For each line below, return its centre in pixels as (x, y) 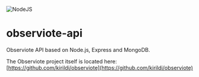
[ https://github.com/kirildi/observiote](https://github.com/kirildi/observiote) (100, 67)
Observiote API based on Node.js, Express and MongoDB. (78, 50)
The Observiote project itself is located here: (62, 61)
